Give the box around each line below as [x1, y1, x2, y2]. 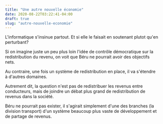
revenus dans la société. [5, 94, 54, 100]
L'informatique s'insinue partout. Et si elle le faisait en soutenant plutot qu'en [5, 34, 159, 40]
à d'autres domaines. [5, 74, 48, 80]
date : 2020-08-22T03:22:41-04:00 [5, 12, 73, 17]
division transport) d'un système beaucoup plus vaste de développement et [5, 108, 157, 114]
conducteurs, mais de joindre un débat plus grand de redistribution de [5, 88, 145, 94]
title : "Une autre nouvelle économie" [5, 7, 84, 12]
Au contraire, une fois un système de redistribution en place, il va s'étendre [5, 69, 156, 75]
